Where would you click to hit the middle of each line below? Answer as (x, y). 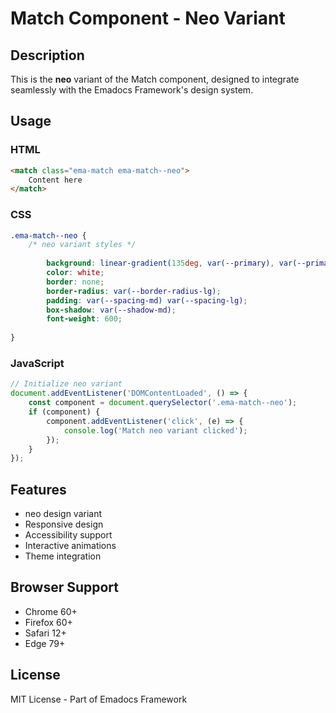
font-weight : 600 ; (84, 319)
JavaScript (37, 364)
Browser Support (65, 587)
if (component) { (64, 412)
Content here (55, 180)
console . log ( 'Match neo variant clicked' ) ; (155, 430)
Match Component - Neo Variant (148, 18)
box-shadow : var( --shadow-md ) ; (111, 310)
